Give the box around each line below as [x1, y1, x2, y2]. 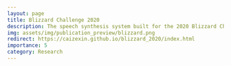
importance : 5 [7, 42, 48, 49]
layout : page [7, 10, 45, 17]
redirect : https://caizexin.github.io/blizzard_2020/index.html [7, 36, 195, 43]
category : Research [7, 49, 63, 56]
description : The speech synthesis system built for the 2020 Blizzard [7, 23, 217, 30]
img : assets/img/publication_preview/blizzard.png [7, 29, 155, 36]
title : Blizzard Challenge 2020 [7, 16, 100, 23]
